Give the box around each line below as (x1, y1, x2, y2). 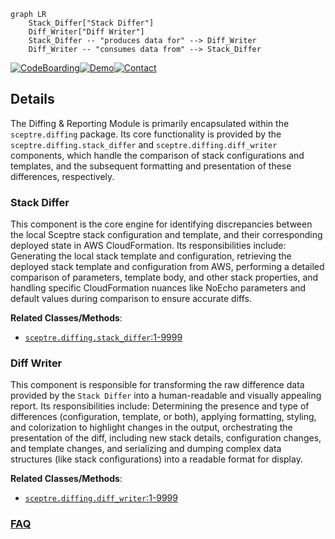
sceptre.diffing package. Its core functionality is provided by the (10, 128, 282, 140)
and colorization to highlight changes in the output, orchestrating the (10, 421, 293, 434)
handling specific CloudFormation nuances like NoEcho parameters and (10, 282, 307, 294)
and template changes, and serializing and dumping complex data (10, 443, 282, 455)
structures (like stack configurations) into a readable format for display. (10, 453, 303, 465)
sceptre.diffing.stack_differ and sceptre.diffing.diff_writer (10, 138, 278, 150)
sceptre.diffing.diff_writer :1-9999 (24, 492, 178, 504)
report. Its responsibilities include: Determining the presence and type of (10, 400, 310, 412)
